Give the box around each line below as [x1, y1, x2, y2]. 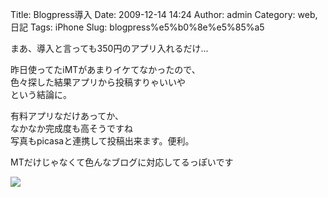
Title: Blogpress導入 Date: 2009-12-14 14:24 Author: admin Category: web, [10, 9, 318, 20]
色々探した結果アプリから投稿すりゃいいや [10, 76, 186, 88]
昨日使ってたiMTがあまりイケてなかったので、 [10, 64, 201, 75]
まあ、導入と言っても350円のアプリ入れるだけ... [10, 43, 209, 54]
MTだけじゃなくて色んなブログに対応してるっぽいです [10, 156, 234, 168]
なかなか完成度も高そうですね [10, 123, 133, 134]
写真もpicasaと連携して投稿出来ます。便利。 [10, 135, 195, 147]
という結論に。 [10, 89, 72, 100]
